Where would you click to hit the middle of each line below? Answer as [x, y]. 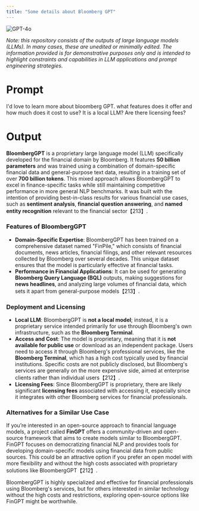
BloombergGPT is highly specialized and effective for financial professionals [100, 482]
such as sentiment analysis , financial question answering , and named [94, 204]
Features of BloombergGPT [46, 227]
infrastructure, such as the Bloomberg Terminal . [74, 333]
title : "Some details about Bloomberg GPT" [61, 12]
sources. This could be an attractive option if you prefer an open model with [99, 457]
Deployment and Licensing [46, 306]
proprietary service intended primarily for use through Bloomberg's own [103, 326]
